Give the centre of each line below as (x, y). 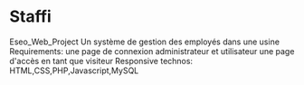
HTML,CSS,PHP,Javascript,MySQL (74, 71)
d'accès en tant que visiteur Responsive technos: (101, 61)
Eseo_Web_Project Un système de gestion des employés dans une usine (145, 42)
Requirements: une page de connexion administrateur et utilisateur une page (152, 51)
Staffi (30, 17)
